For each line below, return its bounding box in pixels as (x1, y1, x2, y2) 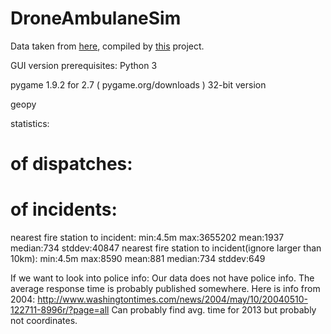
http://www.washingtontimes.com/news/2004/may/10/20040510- (37, 293, 308, 306)
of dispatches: (10, 153, 133, 176)
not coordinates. (10, 315, 78, 327)
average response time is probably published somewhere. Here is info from (10, 283, 321, 295)
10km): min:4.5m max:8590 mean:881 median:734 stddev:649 (10, 253, 266, 265)
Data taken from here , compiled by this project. (10, 40, 205, 52)
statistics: (10, 117, 50, 129)
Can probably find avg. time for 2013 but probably (111, 304, 317, 316)
